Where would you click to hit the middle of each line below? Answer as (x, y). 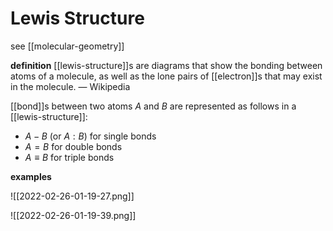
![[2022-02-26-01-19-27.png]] (72, 196)
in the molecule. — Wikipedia (70, 86)
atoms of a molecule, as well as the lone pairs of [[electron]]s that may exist (166, 76)
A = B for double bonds (73, 146)
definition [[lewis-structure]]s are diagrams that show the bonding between (166, 65)
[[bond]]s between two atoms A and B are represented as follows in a (153, 106)
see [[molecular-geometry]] (67, 46)
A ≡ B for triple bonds (69, 157)
